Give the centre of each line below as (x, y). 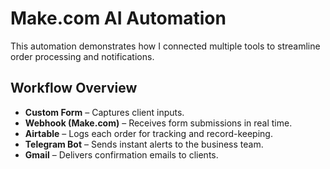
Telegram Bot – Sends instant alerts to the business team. (144, 144)
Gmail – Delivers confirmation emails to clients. (121, 154)
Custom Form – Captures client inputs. (104, 112)
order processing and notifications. (82, 56)
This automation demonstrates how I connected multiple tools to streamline (165, 46)
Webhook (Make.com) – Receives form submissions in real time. (158, 123)
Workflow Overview (74, 88)
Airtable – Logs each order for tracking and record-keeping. (148, 133)
